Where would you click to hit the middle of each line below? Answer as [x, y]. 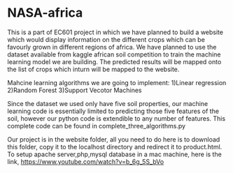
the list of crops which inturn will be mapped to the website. [93, 69]
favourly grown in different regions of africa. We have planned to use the [112, 47]
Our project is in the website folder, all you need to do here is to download [114, 139]
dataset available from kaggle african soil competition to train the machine [114, 54]
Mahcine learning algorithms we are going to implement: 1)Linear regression [117, 82]
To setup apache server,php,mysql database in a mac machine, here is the [114, 154]
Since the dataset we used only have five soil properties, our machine [108, 103]
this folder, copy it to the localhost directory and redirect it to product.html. [115, 146]
